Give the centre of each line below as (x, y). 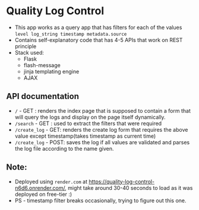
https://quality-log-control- (122, 182)
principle (26, 46)
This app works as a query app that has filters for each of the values (98, 27)
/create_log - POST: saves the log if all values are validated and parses (102, 142)
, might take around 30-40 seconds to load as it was (129, 187)
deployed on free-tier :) (43, 194)
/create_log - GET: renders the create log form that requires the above (101, 129)
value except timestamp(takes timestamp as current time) (85, 136)
